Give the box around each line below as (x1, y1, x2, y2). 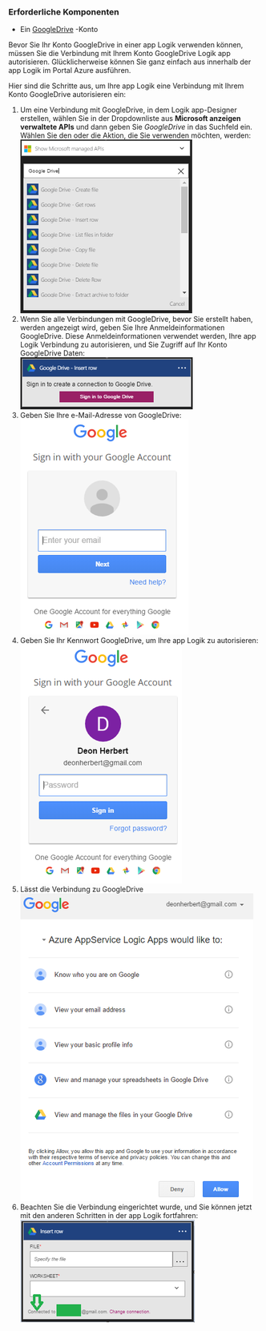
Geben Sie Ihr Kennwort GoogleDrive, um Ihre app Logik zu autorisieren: (19, 636, 259, 645)
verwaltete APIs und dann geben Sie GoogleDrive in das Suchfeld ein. (19, 123, 252, 132)
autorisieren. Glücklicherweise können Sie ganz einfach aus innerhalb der (8, 57, 252, 66)
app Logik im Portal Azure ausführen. (8, 66, 131, 75)
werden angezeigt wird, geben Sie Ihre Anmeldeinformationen (19, 323, 225, 332)
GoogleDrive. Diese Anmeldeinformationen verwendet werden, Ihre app (19, 332, 256, 341)
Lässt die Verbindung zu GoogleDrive (19, 884, 144, 895)
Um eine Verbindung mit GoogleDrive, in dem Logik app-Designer (19, 105, 238, 115)
